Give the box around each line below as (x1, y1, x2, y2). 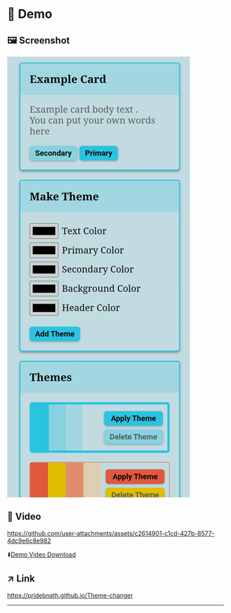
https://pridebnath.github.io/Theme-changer (7, 591, 133, 599)
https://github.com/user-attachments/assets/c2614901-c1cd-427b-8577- (7, 529, 215, 537)
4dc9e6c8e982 (7, 537, 52, 545)
